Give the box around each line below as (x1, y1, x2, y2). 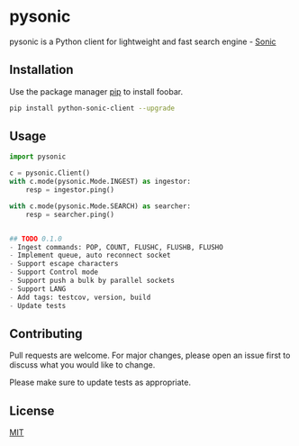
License (9, 403, 55, 418)
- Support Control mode (9, 268, 99, 277)
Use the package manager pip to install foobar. (9, 86, 183, 96)
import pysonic (9, 152, 67, 161)
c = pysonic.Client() (9, 168, 91, 177)
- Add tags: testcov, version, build (9, 293, 151, 302)
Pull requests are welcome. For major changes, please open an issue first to (9, 350, 291, 361)
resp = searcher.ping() (25, 210, 115, 219)
